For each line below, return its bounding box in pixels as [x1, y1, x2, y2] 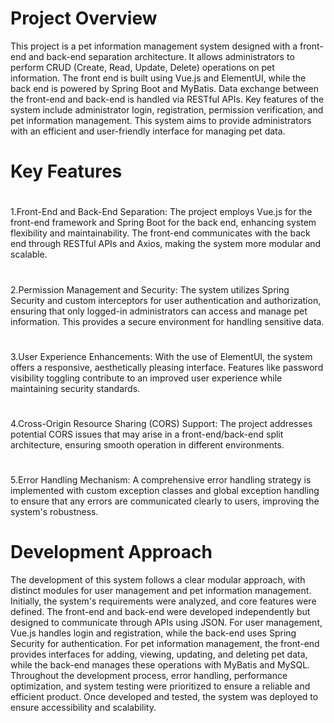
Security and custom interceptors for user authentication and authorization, [10, 294, 322, 306]
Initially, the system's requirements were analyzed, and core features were [10, 595, 317, 607]
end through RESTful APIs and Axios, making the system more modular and [10, 238, 322, 250]
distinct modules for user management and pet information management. [10, 585, 312, 596]
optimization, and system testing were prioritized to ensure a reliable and [10, 680, 311, 692]
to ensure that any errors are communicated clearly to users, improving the [10, 495, 320, 507]
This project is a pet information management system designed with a [10, 40, 298, 52]
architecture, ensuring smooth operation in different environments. [10, 438, 285, 451]
